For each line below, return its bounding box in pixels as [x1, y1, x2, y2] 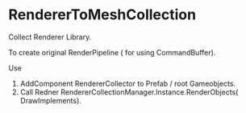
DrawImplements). [19, 95, 82, 105]
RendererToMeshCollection [8, 6, 196, 24]
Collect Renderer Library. [8, 32, 92, 42]
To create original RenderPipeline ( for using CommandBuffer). [8, 47, 216, 57]
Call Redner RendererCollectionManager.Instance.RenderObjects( [19, 87, 239, 97]
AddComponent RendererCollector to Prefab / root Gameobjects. [19, 79, 236, 88]
